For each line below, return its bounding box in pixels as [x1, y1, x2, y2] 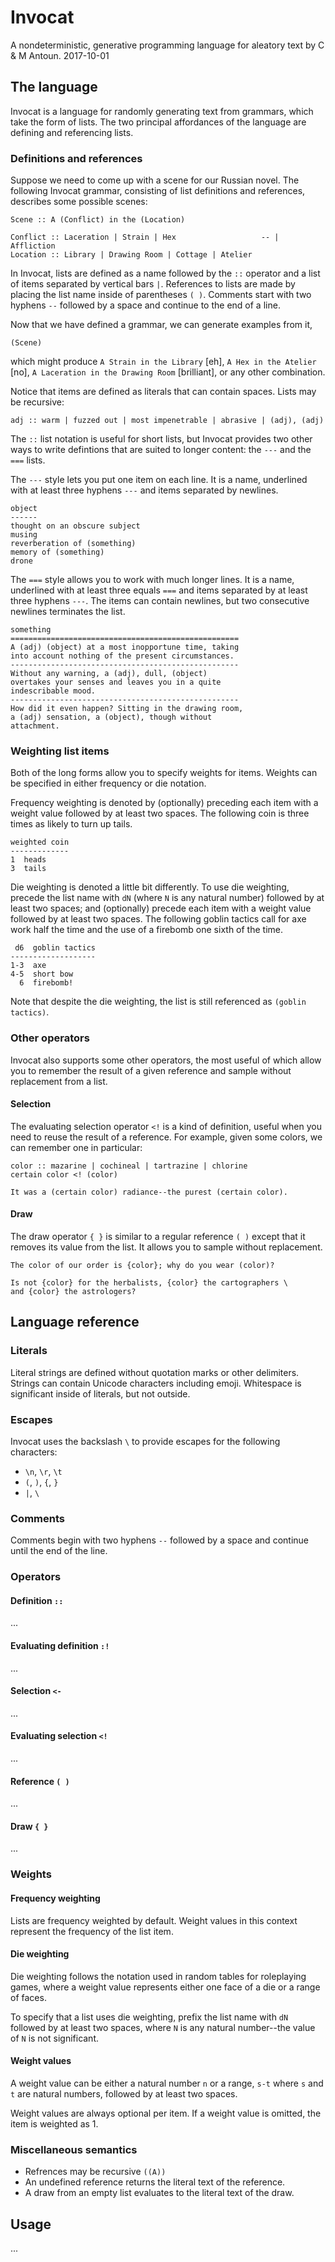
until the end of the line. [10, 1545, 108, 1557]
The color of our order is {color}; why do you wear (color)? [10, 1261, 275, 1271]
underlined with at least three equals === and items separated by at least [10, 584, 308, 596]
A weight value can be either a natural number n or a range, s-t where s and [10, 2077, 324, 2089]
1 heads [10, 855, 47, 865]
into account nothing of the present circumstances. [10, 651, 235, 661]
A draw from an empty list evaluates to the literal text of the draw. [24, 2187, 295, 2199]
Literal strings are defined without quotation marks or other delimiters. [10, 1366, 300, 1378]
